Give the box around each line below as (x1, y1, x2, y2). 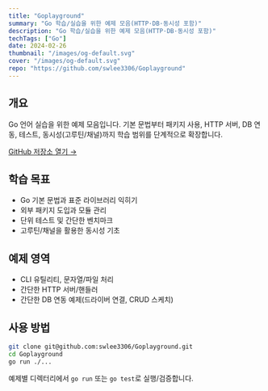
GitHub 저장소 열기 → (8, 146, 77, 156)
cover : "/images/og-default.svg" (8, 57, 121, 65)
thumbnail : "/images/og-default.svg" (8, 49, 136, 57)
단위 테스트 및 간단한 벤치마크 (19, 216, 113, 225)
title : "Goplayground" (8, 11, 85, 20)
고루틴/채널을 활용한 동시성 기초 (19, 225, 120, 235)
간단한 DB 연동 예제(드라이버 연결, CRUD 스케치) (19, 295, 174, 305)
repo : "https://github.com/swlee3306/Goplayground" (8, 65, 186, 73)
